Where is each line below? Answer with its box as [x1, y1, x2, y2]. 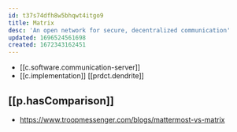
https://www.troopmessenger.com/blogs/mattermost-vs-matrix [19, 115, 226, 124]
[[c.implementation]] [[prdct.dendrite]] [19, 71, 144, 81]
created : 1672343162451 [8, 41, 87, 49]
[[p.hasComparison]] [8, 94, 114, 107]
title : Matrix [8, 19, 55, 27]
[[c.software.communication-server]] [19, 62, 140, 72]
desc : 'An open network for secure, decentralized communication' [8, 26, 231, 34]
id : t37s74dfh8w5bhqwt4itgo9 [8, 11, 104, 20]
